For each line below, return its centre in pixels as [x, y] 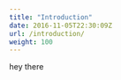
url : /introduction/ [47, 33]
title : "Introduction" [51, 17]
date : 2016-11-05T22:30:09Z [61, 25]
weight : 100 [31, 42]
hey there [26, 67]
